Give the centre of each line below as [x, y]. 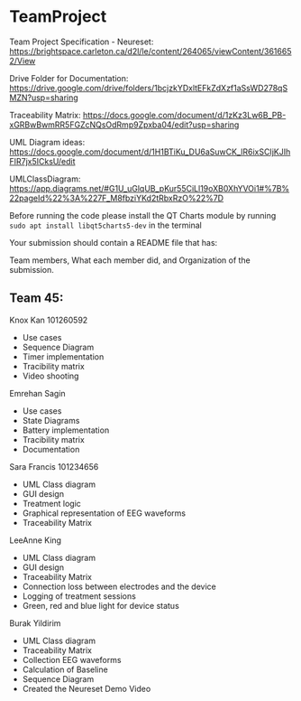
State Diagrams [51, 420]
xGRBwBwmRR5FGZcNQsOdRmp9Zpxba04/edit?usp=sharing [124, 125]
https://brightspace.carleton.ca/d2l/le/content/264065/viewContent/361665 [150, 51]
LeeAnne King [35, 540]
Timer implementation [63, 356]
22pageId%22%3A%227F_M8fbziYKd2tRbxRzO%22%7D [116, 198]
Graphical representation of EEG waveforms [104, 513]
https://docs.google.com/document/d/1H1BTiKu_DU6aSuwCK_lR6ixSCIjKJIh [150, 152]
